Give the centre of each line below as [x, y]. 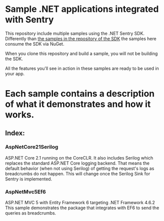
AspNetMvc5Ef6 [25, 192]
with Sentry [30, 20]
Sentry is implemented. [29, 179]
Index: [15, 133]
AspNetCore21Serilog [32, 147]
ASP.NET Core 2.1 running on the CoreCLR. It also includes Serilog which [79, 158]
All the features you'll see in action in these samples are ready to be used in [82, 68]
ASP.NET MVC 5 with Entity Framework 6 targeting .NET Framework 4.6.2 [80, 203]
